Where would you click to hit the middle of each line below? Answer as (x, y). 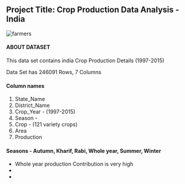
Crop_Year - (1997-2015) (45, 112)
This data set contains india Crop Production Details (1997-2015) (85, 61)
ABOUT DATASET (28, 47)
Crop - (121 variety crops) (46, 124)
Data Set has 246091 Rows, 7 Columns (54, 72)
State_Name (30, 99)
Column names (25, 85)
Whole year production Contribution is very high (74, 164)
